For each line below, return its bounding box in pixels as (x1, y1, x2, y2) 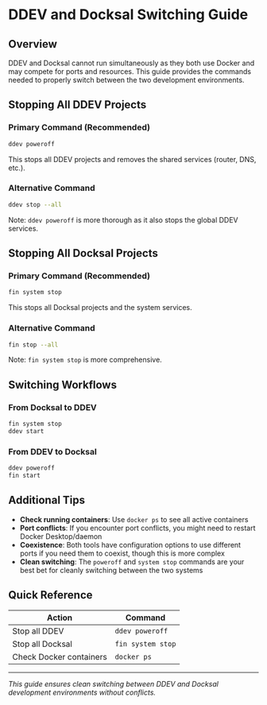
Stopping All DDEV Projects (8, 98, 147, 112)
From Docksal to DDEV (8, 401, 97, 413)
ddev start (8, 428, 44, 436)
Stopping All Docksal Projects (8, 246, 159, 260)
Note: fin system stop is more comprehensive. (8, 355, 163, 365)
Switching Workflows (8, 378, 118, 391)
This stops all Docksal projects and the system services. (8, 303, 192, 312)
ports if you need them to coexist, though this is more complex (19, 548, 225, 558)
